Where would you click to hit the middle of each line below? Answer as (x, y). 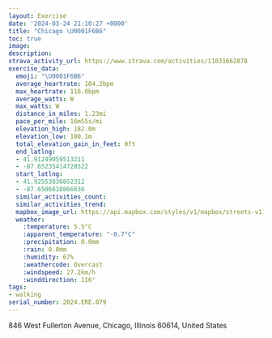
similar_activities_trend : (61, 204)
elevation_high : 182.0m (55, 129)
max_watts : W (38, 106)
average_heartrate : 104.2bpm (65, 83)
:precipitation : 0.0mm (61, 242)
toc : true (25, 39)
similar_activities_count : (61, 197)
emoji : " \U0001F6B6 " (50, 76)
